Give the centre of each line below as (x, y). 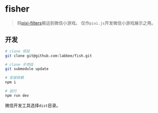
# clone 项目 (17, 51)
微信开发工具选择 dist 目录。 (33, 105)
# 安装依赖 (15, 78)
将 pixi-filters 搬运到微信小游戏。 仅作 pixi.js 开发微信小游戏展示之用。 (86, 23)
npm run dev (17, 96)
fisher (17, 9)
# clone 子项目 (19, 65)
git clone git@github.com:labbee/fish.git (48, 56)
